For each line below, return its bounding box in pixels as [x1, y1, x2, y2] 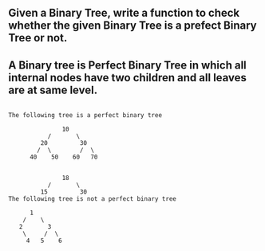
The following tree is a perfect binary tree [8, 112, 162, 120]
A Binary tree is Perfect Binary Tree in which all [8, 58, 247, 72]
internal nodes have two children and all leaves [8, 71, 247, 84]
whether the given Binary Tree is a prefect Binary [8, 19, 257, 33]
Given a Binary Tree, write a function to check [8, 6, 240, 20]
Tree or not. [8, 31, 68, 45]
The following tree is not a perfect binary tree [8, 195, 177, 203]
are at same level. [8, 83, 98, 96]
